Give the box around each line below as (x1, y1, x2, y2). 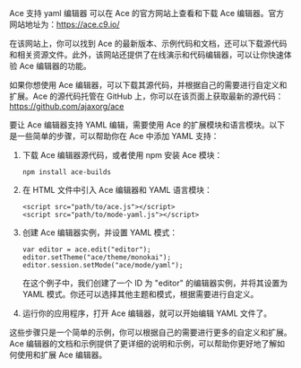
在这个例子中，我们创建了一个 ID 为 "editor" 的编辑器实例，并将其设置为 (21, 277, 288, 288)
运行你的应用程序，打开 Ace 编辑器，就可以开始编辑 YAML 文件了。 (21, 308, 272, 319)
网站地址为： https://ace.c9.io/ (9, 19, 120, 30)
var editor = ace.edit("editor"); (21, 245, 151, 254)
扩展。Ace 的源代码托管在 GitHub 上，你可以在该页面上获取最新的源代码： (9, 91, 284, 101)
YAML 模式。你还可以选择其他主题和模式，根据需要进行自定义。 (21, 289, 259, 299)
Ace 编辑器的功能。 (19, 61, 91, 71)
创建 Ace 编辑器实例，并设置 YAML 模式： (21, 227, 178, 238)
